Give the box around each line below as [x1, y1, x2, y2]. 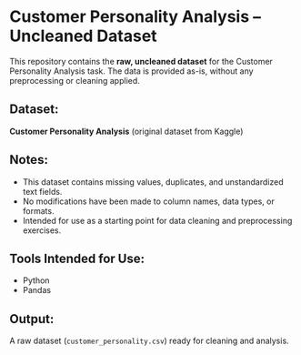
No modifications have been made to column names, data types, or [22, 196, 275, 207]
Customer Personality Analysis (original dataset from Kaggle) [9, 126, 244, 137]
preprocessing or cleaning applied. [9, 75, 141, 86]
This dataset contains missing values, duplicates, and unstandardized [22, 176, 284, 188]
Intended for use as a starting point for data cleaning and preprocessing [22, 215, 293, 226]
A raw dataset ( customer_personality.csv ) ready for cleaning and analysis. [9, 335, 289, 347]
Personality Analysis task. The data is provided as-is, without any [9, 66, 254, 76]
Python [22, 275, 50, 286]
